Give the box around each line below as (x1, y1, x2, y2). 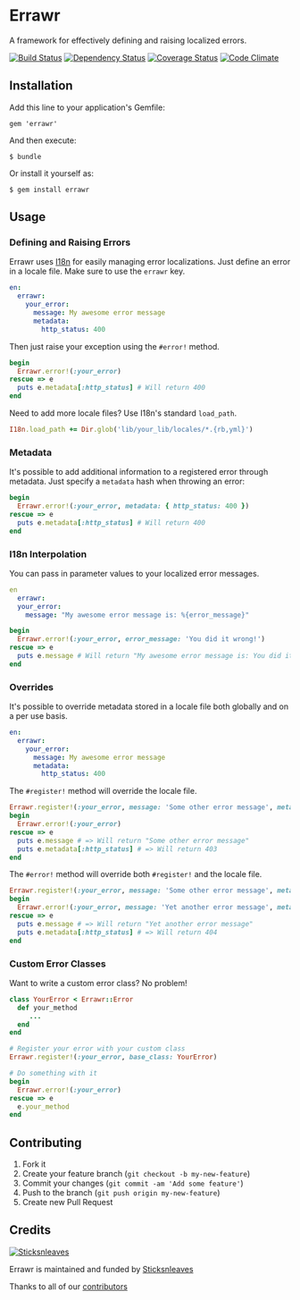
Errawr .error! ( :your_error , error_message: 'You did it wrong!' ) (17, 635, 266, 644)
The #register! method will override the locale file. (9, 786, 197, 797)
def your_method (17, 1003, 78, 1012)
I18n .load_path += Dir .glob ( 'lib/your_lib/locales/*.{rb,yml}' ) (9, 426, 254, 435)
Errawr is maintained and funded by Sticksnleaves (9, 1263, 194, 1274)
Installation (9, 78, 73, 94)
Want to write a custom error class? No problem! (9, 977, 187, 988)
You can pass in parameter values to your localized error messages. (9, 568, 260, 578)
